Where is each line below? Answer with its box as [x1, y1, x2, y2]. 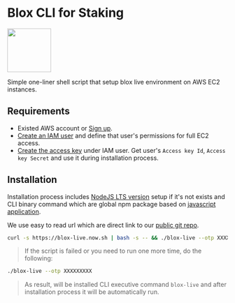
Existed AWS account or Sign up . [17, 124, 113, 132]
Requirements [7, 105, 70, 117]
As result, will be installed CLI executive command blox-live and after [24, 281, 227, 289]
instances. [7, 85, 37, 94]
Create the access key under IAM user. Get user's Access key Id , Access [17, 146, 226, 154]
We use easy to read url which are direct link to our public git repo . [7, 221, 199, 229]
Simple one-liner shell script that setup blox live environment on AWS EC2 [7, 77, 220, 86]
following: [24, 254, 53, 263]
